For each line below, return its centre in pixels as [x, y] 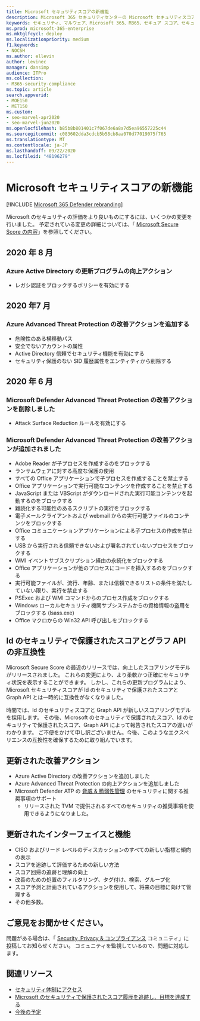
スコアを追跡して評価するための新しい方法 [67, 865]
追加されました [40, 449]
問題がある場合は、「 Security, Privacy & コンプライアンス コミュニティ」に [98, 938]
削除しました [37, 409]
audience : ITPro [26, 73]
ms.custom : [20, 112]
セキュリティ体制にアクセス [49, 989]
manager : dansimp [28, 67]
